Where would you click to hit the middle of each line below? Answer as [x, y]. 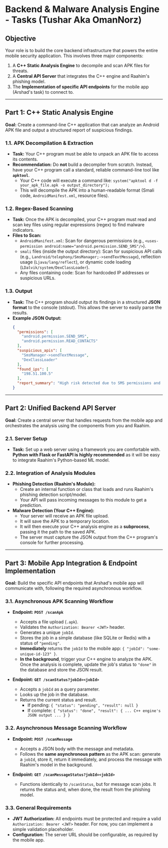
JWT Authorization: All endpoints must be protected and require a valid [87, 819]
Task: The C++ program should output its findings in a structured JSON [86, 302]
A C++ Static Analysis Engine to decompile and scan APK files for [81, 65]
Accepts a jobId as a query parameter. [60, 689]
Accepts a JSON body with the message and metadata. [77, 749]
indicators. [23, 230]
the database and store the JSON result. [61, 670]
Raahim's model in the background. [56, 765]
